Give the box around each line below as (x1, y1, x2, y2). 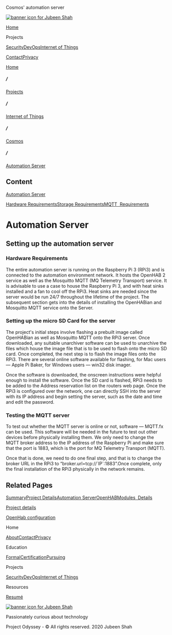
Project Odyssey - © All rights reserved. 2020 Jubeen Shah (6, 623, 132, 630)
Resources (6, 584, 29, 590)
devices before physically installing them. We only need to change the (6, 434, 155, 441)
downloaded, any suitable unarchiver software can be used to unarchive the (6, 340, 167, 346)
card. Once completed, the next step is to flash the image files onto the (6, 351, 156, 357)
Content (6, 177, 33, 186)
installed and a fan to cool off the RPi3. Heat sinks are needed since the (6, 288, 157, 294)
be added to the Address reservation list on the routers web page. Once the (6, 382, 166, 389)
